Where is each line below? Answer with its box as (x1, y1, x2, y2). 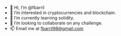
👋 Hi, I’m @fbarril (9, 5, 44, 10)
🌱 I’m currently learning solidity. (9, 15, 75, 20)
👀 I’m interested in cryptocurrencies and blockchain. (9, 10, 116, 16)
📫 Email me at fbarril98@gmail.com (9, 26, 84, 31)
